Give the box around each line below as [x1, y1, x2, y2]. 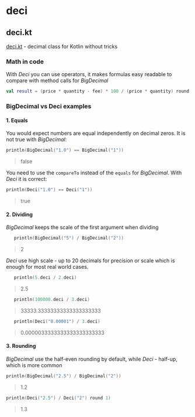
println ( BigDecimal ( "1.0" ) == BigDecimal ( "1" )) [6, 148, 124, 153]
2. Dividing [6, 211, 33, 218]
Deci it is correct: [6, 176, 47, 183]
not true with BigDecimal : [6, 136, 67, 143]
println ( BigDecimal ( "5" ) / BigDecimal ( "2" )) [13, 235, 124, 241]
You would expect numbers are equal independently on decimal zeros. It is [6, 130, 186, 137]
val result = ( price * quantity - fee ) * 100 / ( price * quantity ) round [6, 88, 190, 94]
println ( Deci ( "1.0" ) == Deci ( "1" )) [6, 187, 93, 193]
